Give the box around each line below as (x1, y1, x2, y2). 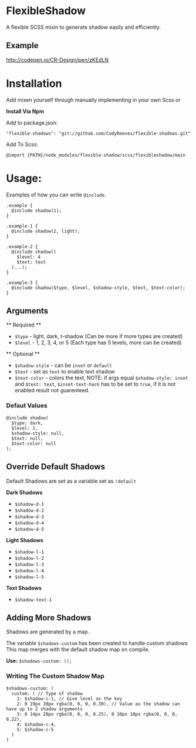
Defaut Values (6, 402, 48, 410)
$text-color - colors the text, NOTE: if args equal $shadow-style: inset (14, 375, 188, 382)
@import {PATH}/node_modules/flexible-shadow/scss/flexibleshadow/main (6, 152, 185, 158)
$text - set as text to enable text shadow (14, 368, 115, 375)
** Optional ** (6, 350, 40, 358)
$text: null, (11, 435, 44, 442)
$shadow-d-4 (14, 520, 44, 526)
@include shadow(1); (11, 208, 62, 213)
